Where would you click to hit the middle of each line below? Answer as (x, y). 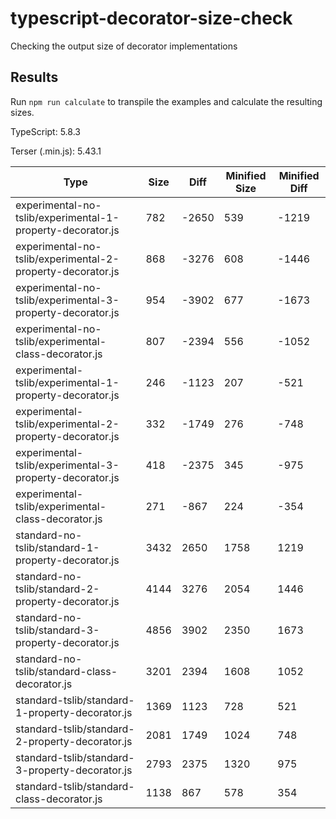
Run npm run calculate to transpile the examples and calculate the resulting (166, 101)
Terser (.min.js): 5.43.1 (56, 151)
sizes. (22, 112)
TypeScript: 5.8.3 (45, 131)
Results (34, 77)
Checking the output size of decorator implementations (124, 46)
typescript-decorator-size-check (151, 18)
